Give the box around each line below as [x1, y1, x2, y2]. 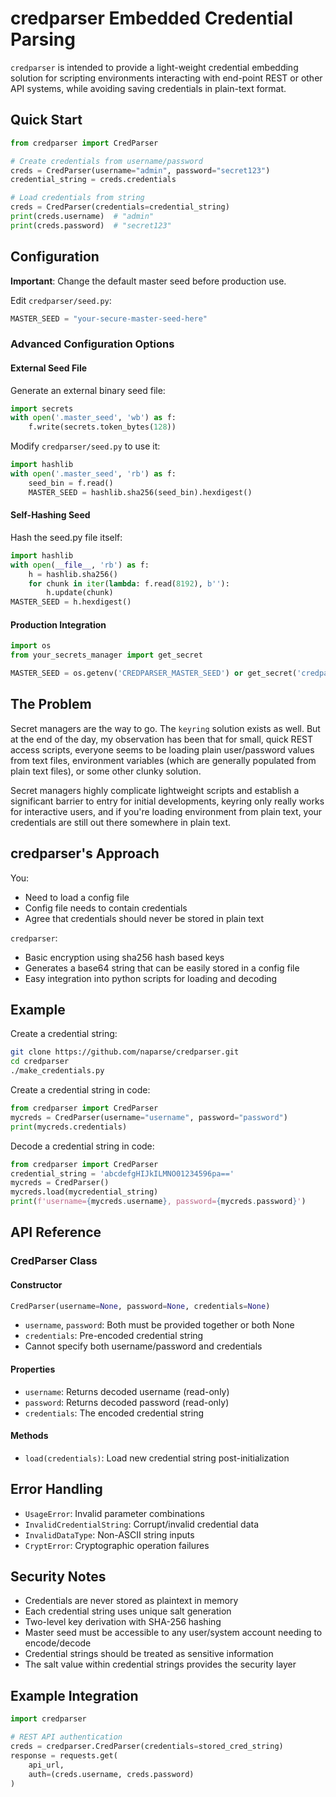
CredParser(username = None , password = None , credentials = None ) [10, 1301, 271, 1311]
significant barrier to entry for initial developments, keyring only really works [10, 795, 325, 807]
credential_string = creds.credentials [10, 175, 177, 185]
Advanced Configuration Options [10, 337, 175, 351]
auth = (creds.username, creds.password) [28, 1769, 195, 1779]
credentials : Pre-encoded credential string [24, 1330, 204, 1342]
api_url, [28, 1760, 65, 1770]
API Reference [10, 1224, 102, 1241]
